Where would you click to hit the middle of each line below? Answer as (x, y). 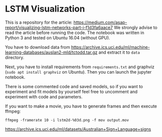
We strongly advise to (136, 27)
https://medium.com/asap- (100, 22)
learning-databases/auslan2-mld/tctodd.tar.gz (51, 52)
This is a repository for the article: (39, 22)
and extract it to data (119, 52)
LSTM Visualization (45, 9)
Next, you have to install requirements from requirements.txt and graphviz (80, 67)
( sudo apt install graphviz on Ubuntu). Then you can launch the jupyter (78, 72)
